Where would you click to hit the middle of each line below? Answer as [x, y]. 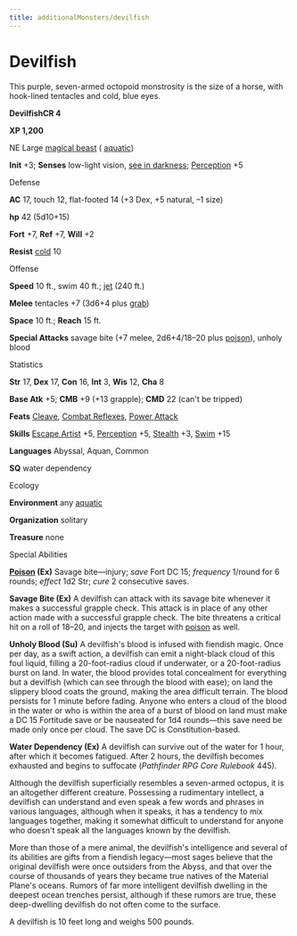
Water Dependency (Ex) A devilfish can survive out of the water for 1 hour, [147, 746]
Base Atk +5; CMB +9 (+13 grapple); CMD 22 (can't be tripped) [126, 398]
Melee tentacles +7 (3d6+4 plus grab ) [79, 303]
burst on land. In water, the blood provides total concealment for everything [148, 672]
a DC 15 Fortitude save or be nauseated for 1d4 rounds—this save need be [146, 719]
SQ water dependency [50, 468]
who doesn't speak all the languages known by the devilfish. [120, 830]
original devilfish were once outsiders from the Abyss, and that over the [140, 866]
